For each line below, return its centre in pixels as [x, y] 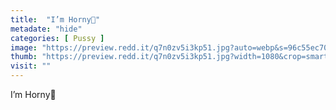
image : [24, 47]
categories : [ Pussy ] [57, 38]
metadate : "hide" [46, 29]
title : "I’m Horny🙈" [55, 19]
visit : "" [31, 66]
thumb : [24, 57]
